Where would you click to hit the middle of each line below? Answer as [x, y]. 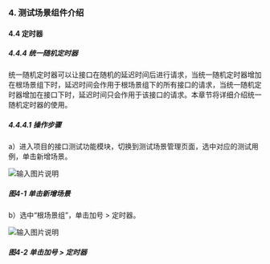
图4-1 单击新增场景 [39, 193]
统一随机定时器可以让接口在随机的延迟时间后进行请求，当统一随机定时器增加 [135, 75]
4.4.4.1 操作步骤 [35, 125]
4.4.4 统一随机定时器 [43, 53]
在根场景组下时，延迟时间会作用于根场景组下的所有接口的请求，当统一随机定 [135, 85]
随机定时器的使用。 [40, 105]
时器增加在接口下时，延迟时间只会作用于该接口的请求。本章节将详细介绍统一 [135, 95]
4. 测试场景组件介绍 [46, 12]
